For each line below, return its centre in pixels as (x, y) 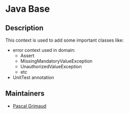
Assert (27, 55)
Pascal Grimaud (29, 106)
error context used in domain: (44, 50)
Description (24, 28)
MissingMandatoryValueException (56, 61)
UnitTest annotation (33, 77)
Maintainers (25, 94)
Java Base (28, 9)
